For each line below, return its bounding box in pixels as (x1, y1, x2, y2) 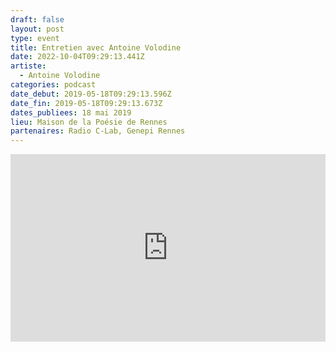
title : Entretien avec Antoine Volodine (10, 42, 182, 53)
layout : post (10, 24, 65, 34)
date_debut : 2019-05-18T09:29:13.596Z (10, 89, 172, 99)
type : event (10, 33, 60, 43)
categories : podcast (10, 80, 97, 90)
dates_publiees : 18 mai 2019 (10, 107, 132, 118)
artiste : (10, 61, 47, 71)
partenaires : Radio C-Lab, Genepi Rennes (10, 126, 186, 136)
